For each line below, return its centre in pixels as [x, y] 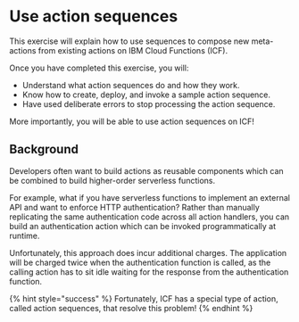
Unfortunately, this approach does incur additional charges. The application [148, 252]
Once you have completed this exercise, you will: [99, 68]
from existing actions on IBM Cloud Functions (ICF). [133, 50]
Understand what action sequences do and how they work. [131, 85]
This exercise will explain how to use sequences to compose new [129, 41]
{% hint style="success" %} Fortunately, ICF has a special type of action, [144, 298]
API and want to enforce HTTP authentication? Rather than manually [135, 207]
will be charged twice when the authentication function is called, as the [140, 262]
